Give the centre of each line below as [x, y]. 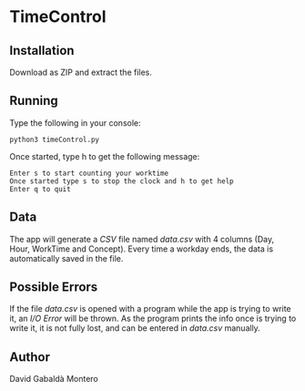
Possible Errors [54, 288]
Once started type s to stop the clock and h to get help [122, 181]
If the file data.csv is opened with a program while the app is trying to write [150, 309]
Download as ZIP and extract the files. [81, 72]
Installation [42, 51]
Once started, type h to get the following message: [105, 156]
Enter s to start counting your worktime [89, 173]
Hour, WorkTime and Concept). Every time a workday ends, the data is [142, 249]
